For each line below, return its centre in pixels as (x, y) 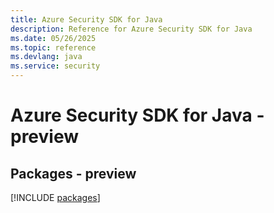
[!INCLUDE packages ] (55, 197)
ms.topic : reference (53, 47)
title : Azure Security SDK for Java (86, 19)
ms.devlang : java (46, 57)
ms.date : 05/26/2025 (53, 38)
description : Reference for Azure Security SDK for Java (131, 29)
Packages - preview (73, 173)
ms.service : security (55, 66)
